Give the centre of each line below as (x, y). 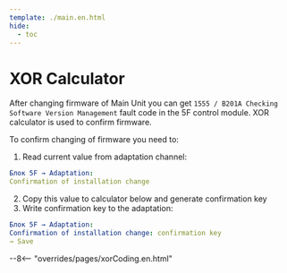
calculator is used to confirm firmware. (80, 123)
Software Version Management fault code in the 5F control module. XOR (139, 113)
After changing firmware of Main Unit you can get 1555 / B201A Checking (144, 103)
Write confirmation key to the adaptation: (97, 209)
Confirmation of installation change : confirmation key (115, 233)
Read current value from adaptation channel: (105, 157)
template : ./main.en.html (57, 17)
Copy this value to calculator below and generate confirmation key (144, 199)
